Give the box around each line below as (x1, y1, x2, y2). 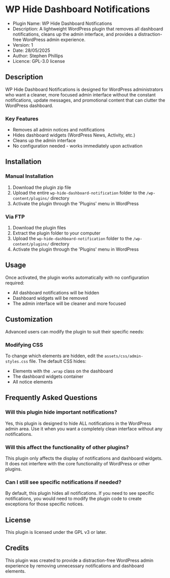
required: (5, 280, 24, 286)
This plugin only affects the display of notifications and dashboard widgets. (5, 455, 163, 461)
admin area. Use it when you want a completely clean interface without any (5, 425, 163, 432)
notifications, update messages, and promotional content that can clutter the (5, 97, 165, 103)
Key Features (5, 115, 39, 122)
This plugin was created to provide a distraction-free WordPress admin (5, 557, 154, 563)
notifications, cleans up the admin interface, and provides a (12, 31, 137, 37)
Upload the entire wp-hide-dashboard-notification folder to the (12, 189, 146, 196)
